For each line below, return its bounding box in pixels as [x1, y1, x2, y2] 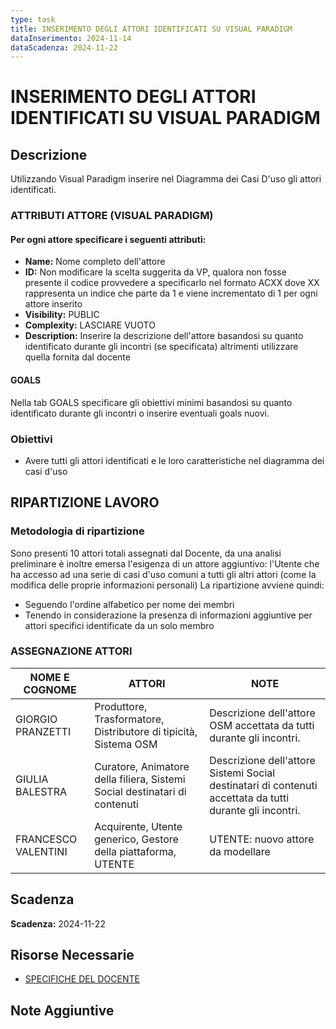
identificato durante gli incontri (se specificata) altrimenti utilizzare [24, 341, 299, 353]
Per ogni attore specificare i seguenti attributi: [10, 233, 207, 245]
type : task [10, 14, 56, 25]
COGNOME [23, 682, 77, 696]
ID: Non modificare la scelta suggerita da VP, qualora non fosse [24, 266, 287, 278]
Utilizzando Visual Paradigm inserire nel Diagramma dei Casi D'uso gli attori [10, 173, 322, 185]
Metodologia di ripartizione [10, 524, 145, 538]
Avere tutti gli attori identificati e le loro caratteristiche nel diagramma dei [24, 454, 325, 466]
